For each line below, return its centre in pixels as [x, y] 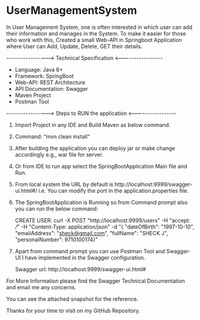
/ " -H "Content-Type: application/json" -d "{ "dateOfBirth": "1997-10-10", [105, 227]
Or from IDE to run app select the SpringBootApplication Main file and [101, 166]
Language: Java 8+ [39, 69]
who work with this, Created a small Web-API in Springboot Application [94, 40]
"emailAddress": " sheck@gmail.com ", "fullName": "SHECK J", [91, 233]
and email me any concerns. [41, 287]
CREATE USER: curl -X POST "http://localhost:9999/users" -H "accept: [102, 220]
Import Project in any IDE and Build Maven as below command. [92, 125]
